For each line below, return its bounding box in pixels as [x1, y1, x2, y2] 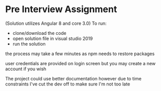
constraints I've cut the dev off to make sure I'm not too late [5, 81, 131, 87]
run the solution [12, 40, 46, 47]
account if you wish [5, 66, 47, 72]
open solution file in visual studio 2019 [12, 35, 93, 41]
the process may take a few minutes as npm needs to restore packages [5, 51, 155, 57]
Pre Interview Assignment [5, 4, 117, 15]
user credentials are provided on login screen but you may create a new [5, 60, 156, 66]
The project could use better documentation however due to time [5, 75, 142, 81]
